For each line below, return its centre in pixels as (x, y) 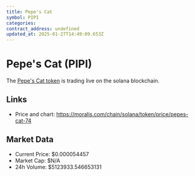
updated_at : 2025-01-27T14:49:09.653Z (55, 34)
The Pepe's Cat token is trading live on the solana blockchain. (83, 81)
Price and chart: (35, 114)
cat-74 (23, 121)
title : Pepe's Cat (29, 12)
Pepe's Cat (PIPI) (49, 64)
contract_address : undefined (43, 29)
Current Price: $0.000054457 (52, 154)
